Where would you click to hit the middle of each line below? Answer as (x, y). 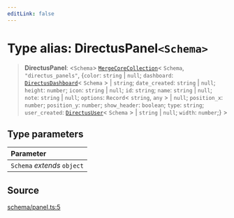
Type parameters (45, 134)
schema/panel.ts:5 (34, 208)
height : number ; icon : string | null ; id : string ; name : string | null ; (118, 90)
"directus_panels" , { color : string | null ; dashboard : (99, 75)
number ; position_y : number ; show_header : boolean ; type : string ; (114, 105)
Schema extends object (47, 166)
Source (23, 190)
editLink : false (31, 14)
